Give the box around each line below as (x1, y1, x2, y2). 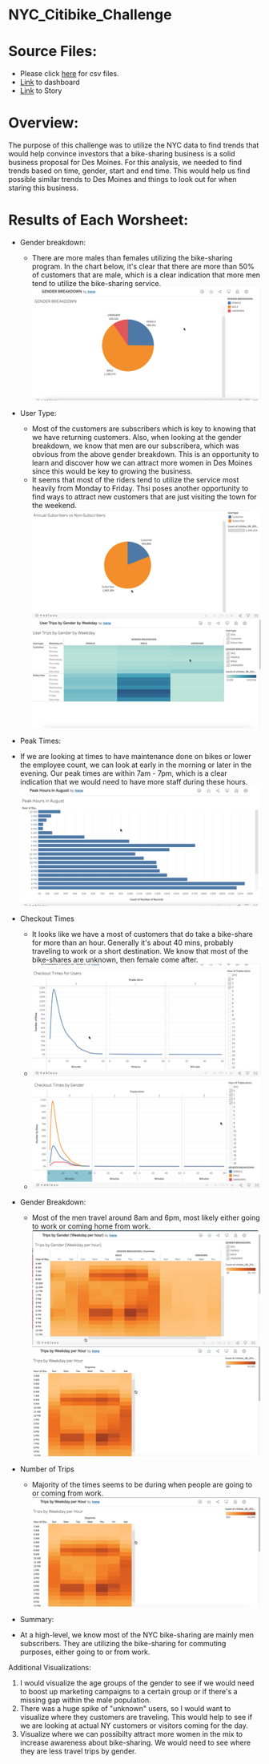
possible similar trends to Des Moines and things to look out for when (8, 175, 237, 184)
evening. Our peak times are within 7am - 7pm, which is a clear (19, 768, 227, 778)
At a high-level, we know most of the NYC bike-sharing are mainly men (19, 1630, 255, 1640)
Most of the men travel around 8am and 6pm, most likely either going (31, 1213, 260, 1222)
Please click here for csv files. (19, 69, 119, 79)
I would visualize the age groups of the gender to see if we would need (19, 1678, 255, 1688)
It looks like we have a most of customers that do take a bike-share (31, 929, 254, 939)
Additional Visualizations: (8, 1663, 92, 1673)
